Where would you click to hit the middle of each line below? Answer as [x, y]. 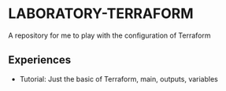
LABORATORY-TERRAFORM [101, 14]
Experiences [40, 60]
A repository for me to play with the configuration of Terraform [109, 35]
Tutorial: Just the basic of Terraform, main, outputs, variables [119, 78]
